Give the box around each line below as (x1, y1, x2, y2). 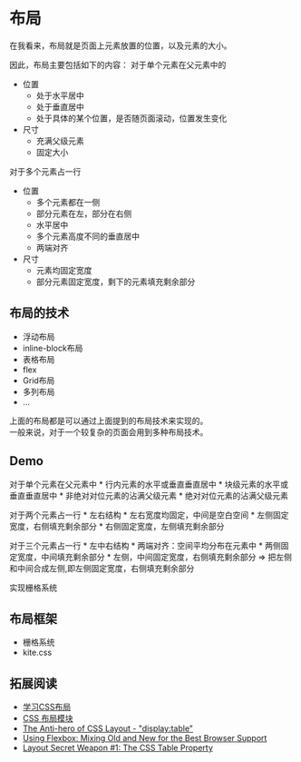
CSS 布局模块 (22, 713, 73, 724)
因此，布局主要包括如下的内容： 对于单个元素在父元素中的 (9, 59, 227, 70)
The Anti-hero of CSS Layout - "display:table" (22, 723, 193, 734)
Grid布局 (22, 374, 55, 386)
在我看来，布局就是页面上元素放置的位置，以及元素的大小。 (9, 40, 232, 51)
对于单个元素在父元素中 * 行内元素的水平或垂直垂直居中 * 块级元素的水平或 (9, 479, 288, 490)
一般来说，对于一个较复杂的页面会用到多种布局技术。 (9, 426, 209, 437)
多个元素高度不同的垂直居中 (35, 231, 141, 242)
